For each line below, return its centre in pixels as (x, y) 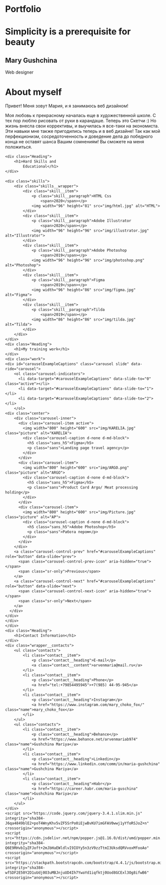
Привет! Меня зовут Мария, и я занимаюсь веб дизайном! (67, 106)
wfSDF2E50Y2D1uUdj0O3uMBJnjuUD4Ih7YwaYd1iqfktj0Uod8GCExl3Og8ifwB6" (77, 873)
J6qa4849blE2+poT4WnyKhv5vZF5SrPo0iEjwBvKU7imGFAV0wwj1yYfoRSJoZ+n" (77, 823)
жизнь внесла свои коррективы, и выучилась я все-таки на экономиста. (82, 126)
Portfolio (23, 9)
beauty (20, 42)
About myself (34, 92)
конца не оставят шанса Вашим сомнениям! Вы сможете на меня (75, 142)
